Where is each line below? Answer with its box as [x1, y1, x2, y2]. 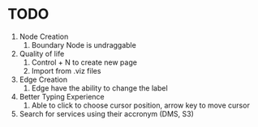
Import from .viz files [31, 66, 101, 75]
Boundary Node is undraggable [31, 40, 137, 49]
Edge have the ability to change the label [31, 83, 168, 93]
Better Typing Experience [19, 91, 105, 101]
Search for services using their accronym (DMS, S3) [19, 108, 194, 118]
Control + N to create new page [31, 57, 137, 67]
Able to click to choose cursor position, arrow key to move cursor [31, 100, 251, 110]
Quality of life [19, 49, 65, 58]
